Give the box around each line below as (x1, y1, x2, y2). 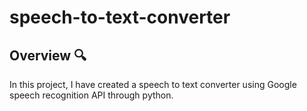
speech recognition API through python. (9, 89, 174, 101)
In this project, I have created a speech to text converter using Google (9, 79, 297, 90)
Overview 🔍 (9, 47, 87, 64)
